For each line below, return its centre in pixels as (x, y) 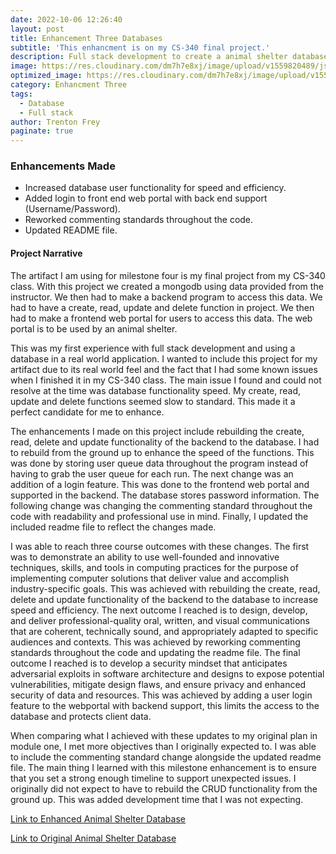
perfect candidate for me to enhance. (87, 412)
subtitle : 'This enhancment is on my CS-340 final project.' (140, 47)
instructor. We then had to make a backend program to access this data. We (166, 297)
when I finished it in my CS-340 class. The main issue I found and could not (166, 380)
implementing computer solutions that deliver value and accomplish (150, 578)
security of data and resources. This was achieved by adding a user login (161, 695)
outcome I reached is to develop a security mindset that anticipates (149, 663)
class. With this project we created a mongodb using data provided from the (167, 286)
